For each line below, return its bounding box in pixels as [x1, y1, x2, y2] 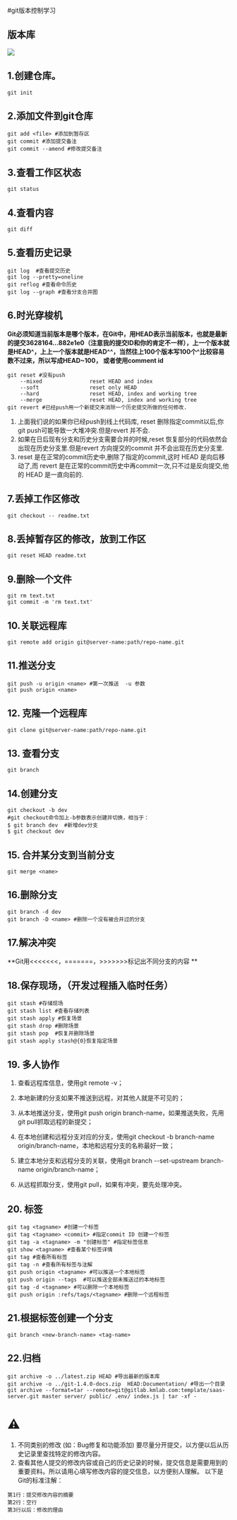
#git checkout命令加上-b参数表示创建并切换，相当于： [7, 814, 150, 822]
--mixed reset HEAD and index [20, 378, 153, 385]
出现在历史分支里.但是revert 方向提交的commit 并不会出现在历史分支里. [17, 443, 224, 452]
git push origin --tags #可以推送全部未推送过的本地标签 [7, 1276, 166, 1284]
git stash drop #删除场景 [7, 1023, 80, 1030]
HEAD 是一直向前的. [25, 470, 84, 479]
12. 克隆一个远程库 [7, 707, 87, 719]
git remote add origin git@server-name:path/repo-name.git [7, 639, 185, 646]
